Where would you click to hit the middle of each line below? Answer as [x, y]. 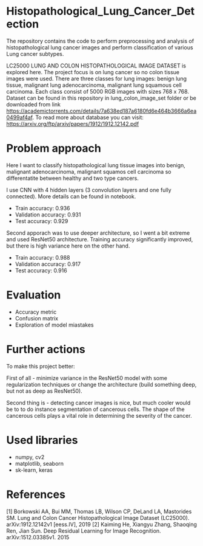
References [36, 494]
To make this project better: [41, 366]
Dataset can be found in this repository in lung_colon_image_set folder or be [101, 98]
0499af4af [19, 117]
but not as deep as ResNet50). [45, 391]
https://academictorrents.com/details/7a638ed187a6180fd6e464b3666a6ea [101, 111]
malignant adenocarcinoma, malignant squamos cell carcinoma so [89, 171]
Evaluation [34, 295]
